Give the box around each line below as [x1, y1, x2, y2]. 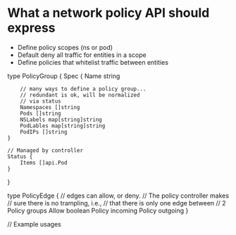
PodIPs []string [20, 128, 68, 135]
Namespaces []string [20, 103, 80, 110]
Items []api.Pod [20, 159, 68, 166]
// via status [20, 97, 61, 105]
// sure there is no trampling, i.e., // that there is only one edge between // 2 [7, 198, 227, 207]
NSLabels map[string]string [20, 116, 102, 123]
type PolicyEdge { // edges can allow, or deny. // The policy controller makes [7, 191, 230, 200]
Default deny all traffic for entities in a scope [17, 51, 147, 59]
